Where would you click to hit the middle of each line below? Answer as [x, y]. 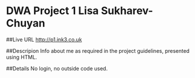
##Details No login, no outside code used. [57, 68]
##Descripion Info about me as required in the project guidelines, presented [98, 50]
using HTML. [21, 57]
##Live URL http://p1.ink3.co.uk [44, 39]
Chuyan [26, 23]
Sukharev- [127, 11]
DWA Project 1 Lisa [52, 11]
